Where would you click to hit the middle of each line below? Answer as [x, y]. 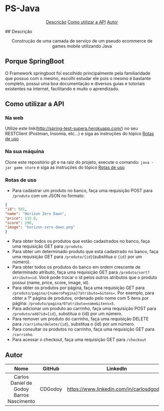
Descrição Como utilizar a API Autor [82, 22]
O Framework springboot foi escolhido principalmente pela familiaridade [78, 73]
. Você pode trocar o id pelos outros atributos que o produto [97, 277]
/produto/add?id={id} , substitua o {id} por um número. [67, 314]
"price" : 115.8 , [21, 218]
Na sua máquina [25, 152]
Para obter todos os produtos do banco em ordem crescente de [76, 267]
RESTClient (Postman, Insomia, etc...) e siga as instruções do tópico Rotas [80, 134]
